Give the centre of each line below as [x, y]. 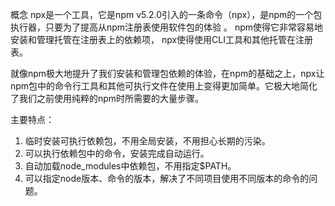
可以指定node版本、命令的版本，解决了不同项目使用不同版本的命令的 [167, 178]
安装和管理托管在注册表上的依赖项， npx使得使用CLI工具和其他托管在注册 [162, 39]
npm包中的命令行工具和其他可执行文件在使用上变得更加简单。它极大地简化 [164, 86]
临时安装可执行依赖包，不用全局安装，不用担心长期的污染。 [147, 141]
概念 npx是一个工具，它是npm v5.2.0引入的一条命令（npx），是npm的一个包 [166, 14]
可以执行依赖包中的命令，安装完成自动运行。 [117, 153]
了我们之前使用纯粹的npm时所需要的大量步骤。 [107, 98]
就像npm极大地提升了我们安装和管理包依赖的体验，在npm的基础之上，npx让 [167, 73]
